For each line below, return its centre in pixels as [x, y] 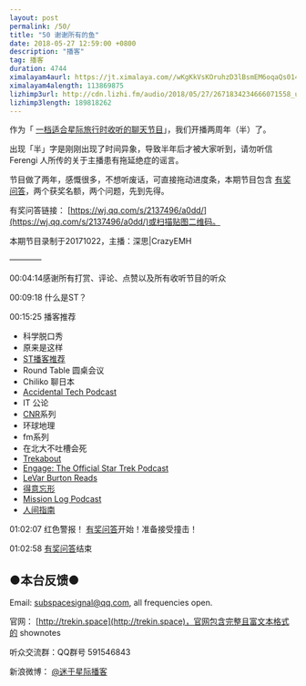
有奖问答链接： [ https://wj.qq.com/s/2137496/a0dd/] [108, 210]
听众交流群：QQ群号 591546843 [70, 652]
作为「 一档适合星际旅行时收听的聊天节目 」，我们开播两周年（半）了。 [140, 129]
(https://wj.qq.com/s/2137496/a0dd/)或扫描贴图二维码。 [115, 222]
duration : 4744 [38, 69]
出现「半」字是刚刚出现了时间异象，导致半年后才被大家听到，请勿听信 [141, 149]
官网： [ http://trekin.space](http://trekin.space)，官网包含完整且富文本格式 [149, 621]
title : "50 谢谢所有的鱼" [55, 35]
